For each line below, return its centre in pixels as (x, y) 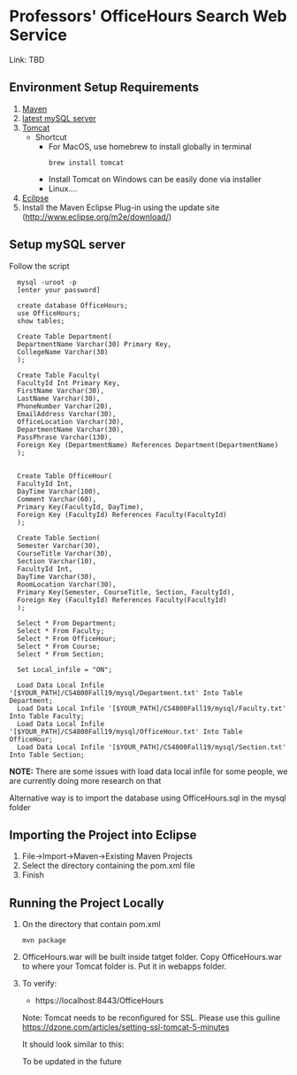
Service (38, 35)
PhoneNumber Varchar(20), (65, 406)
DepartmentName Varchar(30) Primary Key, (95, 344)
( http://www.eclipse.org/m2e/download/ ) (97, 217)
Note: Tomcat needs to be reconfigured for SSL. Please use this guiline (151, 1018)
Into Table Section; (47, 754)
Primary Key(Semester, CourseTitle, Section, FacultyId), (126, 592)
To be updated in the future (72, 1062)
